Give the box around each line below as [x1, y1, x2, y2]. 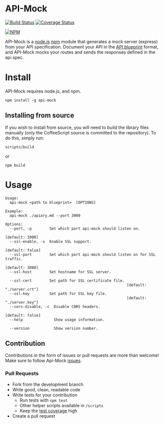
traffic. [5, 256, 23, 261]
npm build [5, 163, 26, 168]
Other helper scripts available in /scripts [19, 402, 104, 408]
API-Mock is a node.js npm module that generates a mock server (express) [5, 38, 158, 45]
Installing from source [5, 111, 75, 120]
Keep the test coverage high [19, 408, 78, 414]
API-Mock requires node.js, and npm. [5, 88, 82, 94]
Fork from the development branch [12, 381, 83, 387]
